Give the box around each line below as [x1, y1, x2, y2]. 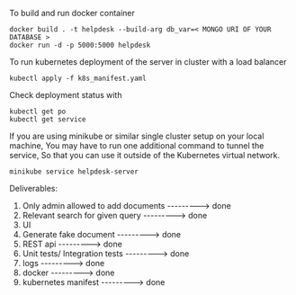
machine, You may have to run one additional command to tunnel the [9, 140, 265, 151]
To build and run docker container [9, 8, 135, 18]
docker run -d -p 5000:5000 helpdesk [9, 40, 151, 49]
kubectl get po [9, 107, 67, 116]
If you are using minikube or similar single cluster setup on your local [9, 130, 265, 141]
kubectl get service [9, 115, 87, 124]
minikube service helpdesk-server [9, 167, 139, 176]
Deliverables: [9, 183, 58, 193]
